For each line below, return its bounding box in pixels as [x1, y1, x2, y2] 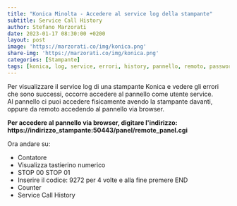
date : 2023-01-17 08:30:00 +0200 [7, 30, 106, 37]
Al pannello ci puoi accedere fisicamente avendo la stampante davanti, [7, 97, 213, 106]
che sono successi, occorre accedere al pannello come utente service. [7, 90, 214, 98]
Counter [17, 183, 42, 191]
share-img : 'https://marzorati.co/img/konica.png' [7, 50, 159, 57]
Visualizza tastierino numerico [17, 160, 106, 169]
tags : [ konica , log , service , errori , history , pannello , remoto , [7, 63, 207, 70]
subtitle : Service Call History [7, 17, 102, 24]
